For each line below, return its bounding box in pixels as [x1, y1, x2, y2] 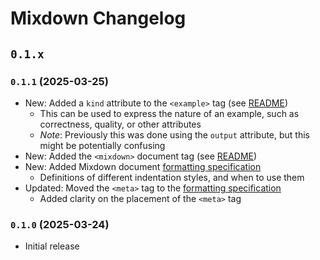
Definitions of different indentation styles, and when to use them [39, 171, 305, 183]
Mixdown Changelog [10, 7, 187, 30]
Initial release [24, 240, 80, 252]
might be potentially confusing [39, 139, 166, 151]
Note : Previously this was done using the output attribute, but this [39, 128, 311, 141]
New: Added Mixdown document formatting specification [24, 160, 262, 172]
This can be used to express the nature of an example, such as [39, 107, 300, 119]
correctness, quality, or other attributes [39, 118, 202, 130]
